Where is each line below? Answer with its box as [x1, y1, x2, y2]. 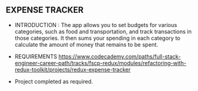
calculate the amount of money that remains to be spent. [14, 41, 158, 48]
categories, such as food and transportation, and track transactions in [14, 28, 192, 35]
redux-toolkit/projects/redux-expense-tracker [14, 66, 131, 73]
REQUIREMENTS [14, 52, 58, 60]
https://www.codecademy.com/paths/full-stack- [58, 52, 181, 60]
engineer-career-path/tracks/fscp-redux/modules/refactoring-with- [14, 59, 187, 66]
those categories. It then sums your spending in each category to [14, 34, 181, 42]
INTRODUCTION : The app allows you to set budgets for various [14, 21, 178, 28]
